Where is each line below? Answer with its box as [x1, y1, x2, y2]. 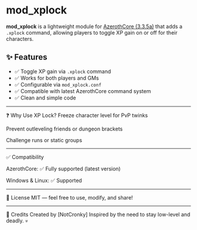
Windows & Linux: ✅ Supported [6, 177, 82, 184]
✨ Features [6, 52, 47, 62]
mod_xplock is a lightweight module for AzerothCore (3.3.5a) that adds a [6, 23, 183, 30]
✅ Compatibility [6, 153, 44, 160]
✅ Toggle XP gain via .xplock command [14, 68, 111, 75]
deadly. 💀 [6, 217, 28, 224]
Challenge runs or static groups [6, 136, 83, 143]
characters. [6, 35, 34, 42]
